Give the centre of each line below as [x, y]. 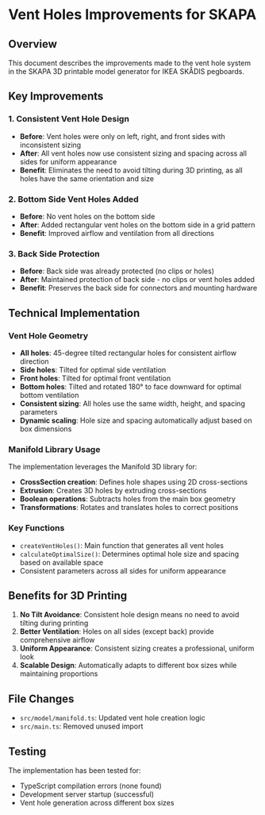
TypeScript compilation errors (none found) [91, 786]
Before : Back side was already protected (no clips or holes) [117, 271]
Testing [27, 751]
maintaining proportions [59, 674]
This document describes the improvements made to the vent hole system [130, 63]
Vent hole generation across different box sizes [97, 803]
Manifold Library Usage [54, 449]
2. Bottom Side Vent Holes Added [73, 199]
